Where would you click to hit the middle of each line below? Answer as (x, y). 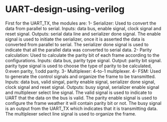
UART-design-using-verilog (65, 9)
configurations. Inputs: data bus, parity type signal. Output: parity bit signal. (83, 60)
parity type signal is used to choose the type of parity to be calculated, (79, 66)
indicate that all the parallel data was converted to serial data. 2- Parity (78, 50)
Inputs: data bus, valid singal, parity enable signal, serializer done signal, (80, 82)
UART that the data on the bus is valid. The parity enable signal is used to (81, 98)
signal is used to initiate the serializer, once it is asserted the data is (75, 39)
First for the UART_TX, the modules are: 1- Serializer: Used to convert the (81, 23)
